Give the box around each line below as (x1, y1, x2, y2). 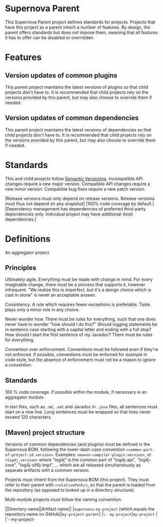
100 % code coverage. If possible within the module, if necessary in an (5, 389, 147, 395)
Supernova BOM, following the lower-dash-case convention (5, 446, 125, 452)
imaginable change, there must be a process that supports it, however (5, 282, 145, 288)
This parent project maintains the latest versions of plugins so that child (5, 84, 148, 90)
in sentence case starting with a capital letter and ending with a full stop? (5, 327, 152, 333)
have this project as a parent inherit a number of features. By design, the (5, 24, 150, 30)
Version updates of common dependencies (5, 114, 139, 122)
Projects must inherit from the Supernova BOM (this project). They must (5, 477, 149, 483)
